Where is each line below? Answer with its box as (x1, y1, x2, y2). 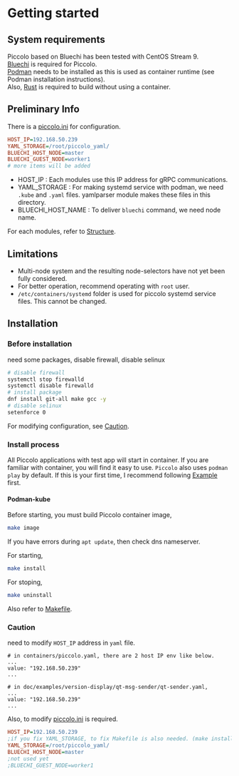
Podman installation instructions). (7, 75, 105, 83)
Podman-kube (7, 494, 51, 504)
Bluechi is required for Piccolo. (7, 60, 97, 68)
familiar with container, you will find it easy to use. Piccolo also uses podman (7, 464, 228, 472)
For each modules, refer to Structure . (7, 227, 116, 236)
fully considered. (17, 275, 68, 282)
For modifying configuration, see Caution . (7, 422, 129, 430)
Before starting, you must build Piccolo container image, (7, 511, 172, 519)
